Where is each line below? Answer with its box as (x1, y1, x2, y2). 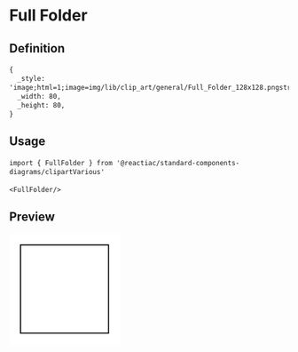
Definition (9, 41, 65, 56)
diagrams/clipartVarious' (9, 167, 105, 176)
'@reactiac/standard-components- (116, 158, 240, 167)
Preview (9, 210, 56, 225)
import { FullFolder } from (9, 158, 114, 167)
